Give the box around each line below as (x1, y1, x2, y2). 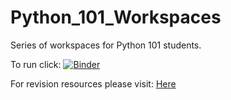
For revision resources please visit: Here (10, 77, 177, 90)
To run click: (10, 58, 62, 70)
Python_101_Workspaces (10, 6, 222, 29)
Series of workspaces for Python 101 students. (10, 39, 202, 51)
